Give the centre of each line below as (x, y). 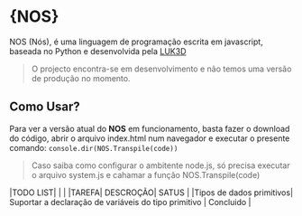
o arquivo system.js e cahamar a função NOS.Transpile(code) (146, 174)
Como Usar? (45, 107)
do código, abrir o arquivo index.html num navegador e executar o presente (150, 138)
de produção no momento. (81, 78)
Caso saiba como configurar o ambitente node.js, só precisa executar (160, 165)
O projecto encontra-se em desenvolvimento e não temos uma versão (161, 69)
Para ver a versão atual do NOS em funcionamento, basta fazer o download (150, 128)
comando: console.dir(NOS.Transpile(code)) (94, 147)
